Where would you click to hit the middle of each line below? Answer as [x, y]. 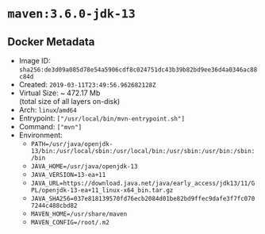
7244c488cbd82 [54, 205]
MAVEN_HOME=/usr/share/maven [79, 214]
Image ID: [35, 61]
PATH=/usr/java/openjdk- [72, 144]
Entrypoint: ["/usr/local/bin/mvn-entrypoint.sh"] [102, 118]
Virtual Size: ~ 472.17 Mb [60, 93]
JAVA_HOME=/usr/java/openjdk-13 [84, 167]
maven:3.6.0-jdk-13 [71, 14]
